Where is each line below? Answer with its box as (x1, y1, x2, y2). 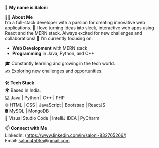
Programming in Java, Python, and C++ (12, 50, 94, 56)
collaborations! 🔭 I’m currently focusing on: (5, 35, 93, 41)
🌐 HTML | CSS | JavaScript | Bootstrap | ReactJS (5, 102, 106, 108)
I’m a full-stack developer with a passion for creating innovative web (5, 20, 145, 25)
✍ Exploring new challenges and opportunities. (5, 68, 103, 74)
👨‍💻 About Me (5, 14, 33, 20)
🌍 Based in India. (5, 87, 41, 93)
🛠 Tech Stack (5, 80, 35, 86)
